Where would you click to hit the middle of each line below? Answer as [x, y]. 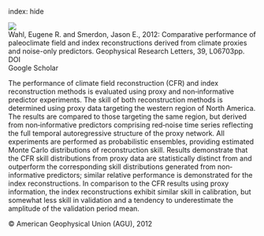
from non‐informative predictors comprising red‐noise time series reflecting [131, 125]
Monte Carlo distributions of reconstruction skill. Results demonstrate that [128, 150]
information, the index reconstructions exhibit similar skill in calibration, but [130, 192]
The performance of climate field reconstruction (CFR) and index [113, 83]
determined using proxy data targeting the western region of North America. [132, 108]
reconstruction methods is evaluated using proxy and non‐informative [121, 91]
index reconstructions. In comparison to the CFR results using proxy [119, 183]
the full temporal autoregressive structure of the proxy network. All [116, 133]
